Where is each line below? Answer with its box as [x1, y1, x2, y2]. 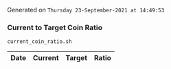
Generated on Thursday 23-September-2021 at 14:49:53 [7, 6, 165, 14]
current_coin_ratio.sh [7, 38, 72, 45]
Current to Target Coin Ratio [7, 23, 103, 32]
